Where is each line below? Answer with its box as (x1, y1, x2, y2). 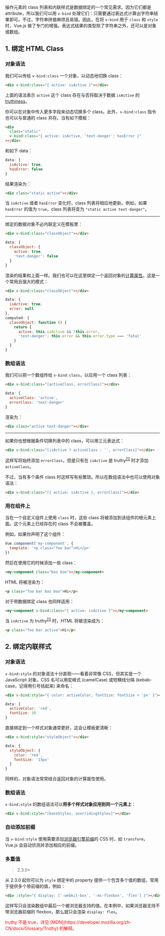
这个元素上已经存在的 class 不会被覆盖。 (13, 521, 96, 527)
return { (14, 324, 32, 329)
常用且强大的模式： (9, 278, 48, 284)
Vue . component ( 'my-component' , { (5, 541, 74, 546)
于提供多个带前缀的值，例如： (5, 883, 65, 889)
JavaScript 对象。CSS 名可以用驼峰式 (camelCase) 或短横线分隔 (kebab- (5, 676, 152, 682)
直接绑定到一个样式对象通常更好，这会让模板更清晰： (5, 725, 113, 731)
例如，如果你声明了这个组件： (5, 531, 65, 537)
